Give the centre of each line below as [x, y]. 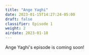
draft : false [19, 19]
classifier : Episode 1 [29, 24]
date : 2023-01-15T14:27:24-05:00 [40, 14]
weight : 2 [16, 28]
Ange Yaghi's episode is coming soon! [45, 47]
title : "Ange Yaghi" [27, 10]
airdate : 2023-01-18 [27, 33]
